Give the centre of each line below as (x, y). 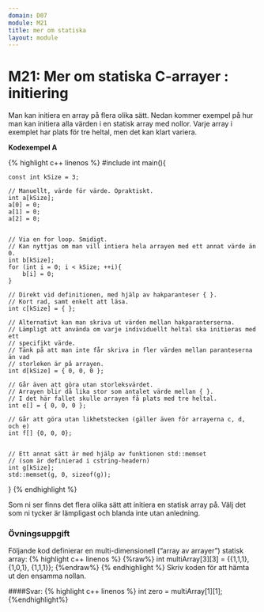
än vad (19, 357)
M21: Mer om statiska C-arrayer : (119, 77)
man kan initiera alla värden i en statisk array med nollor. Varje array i (121, 124)
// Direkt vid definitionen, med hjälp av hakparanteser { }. (113, 295)
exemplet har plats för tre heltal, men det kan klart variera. (103, 132)
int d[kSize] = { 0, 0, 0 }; (56, 371)
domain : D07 (28, 15)
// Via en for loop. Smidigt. (58, 240)
